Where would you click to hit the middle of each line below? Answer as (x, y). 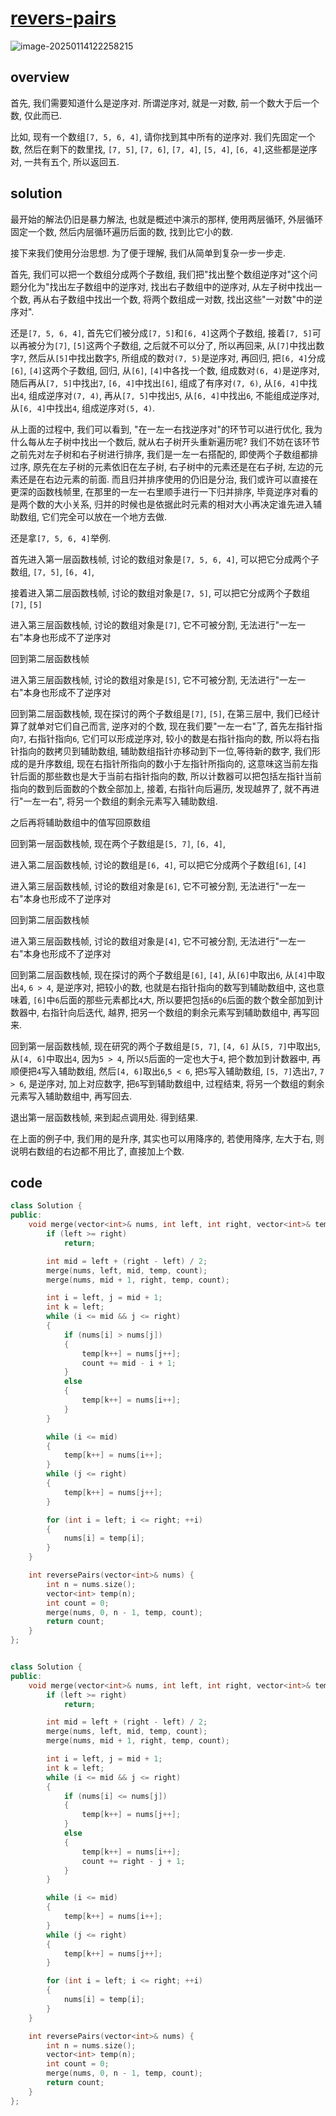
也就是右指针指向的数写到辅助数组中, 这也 (230, 987)
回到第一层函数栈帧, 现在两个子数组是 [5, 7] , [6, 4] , (118, 843)
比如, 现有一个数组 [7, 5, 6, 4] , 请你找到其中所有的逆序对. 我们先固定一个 (163, 136)
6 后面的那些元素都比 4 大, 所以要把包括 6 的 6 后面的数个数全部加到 (184, 999)
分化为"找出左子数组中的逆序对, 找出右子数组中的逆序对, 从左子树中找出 (166, 286)
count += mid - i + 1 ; (129, 1363)
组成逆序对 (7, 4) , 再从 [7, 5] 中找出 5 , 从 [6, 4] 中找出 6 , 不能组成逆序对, (174, 395)
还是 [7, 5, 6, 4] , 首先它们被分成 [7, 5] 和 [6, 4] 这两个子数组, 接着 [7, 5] (161, 333)
